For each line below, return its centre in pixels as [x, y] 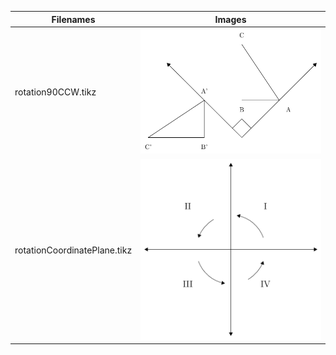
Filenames [73, 19]
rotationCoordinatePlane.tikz [73, 250]
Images [230, 19]
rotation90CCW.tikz [55, 92]
